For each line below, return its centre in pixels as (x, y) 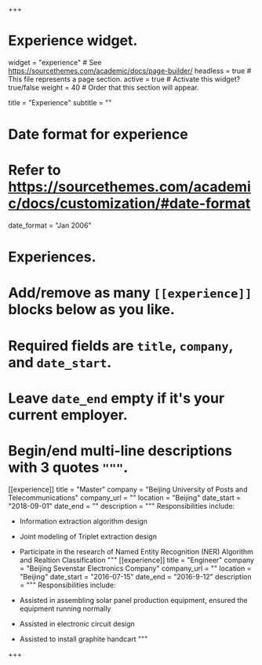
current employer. (68, 415)
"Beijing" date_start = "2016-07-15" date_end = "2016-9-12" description (135, 576)
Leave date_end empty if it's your (116, 398)
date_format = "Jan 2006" (50, 225)
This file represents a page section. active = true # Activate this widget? (124, 79)
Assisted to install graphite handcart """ (84, 639)
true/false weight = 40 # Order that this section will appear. (104, 87)
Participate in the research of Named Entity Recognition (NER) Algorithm (136, 551)
